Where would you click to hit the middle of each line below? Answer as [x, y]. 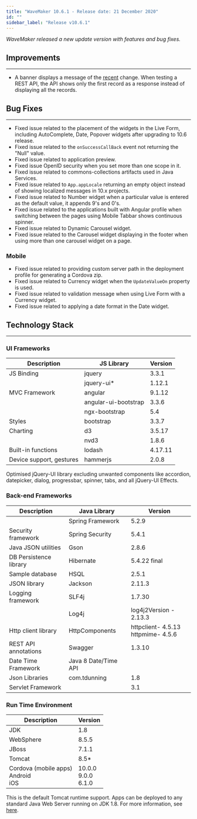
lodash [94, 450]
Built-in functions [33, 450]
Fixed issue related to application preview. [65, 159]
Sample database [33, 573]
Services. [26, 178]
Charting [21, 431]
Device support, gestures [44, 460]
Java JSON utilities [35, 547]
